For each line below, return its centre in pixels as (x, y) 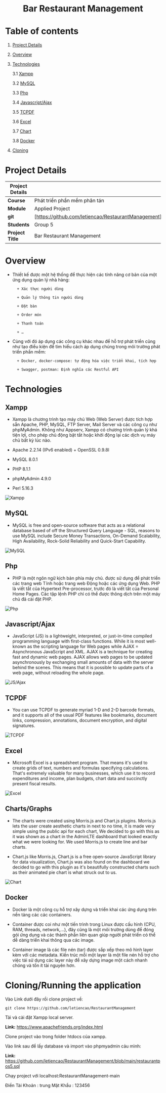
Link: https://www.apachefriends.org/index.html (54, 1027)
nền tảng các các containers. (42, 914)
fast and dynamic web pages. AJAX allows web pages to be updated (82, 657)
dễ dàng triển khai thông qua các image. (53, 940)
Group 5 (44, 225)
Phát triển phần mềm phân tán (69, 201)
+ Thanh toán (30, 323)
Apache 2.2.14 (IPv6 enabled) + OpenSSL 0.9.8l (61, 450)
